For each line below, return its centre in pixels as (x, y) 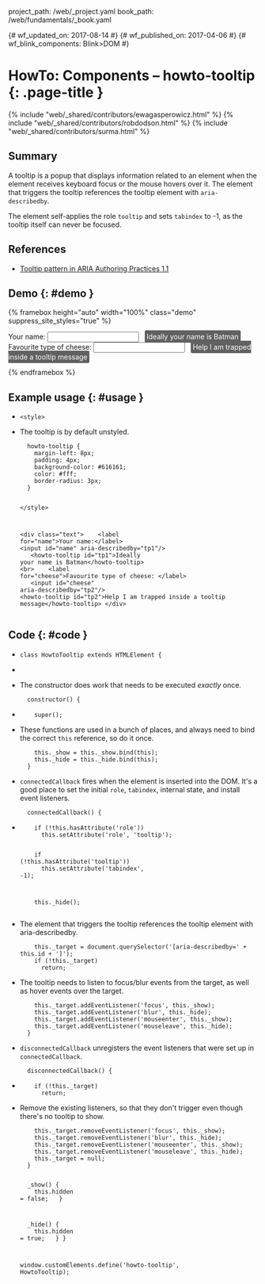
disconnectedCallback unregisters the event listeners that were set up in (137, 1048)
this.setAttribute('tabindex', (93, 868)
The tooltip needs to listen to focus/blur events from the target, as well (134, 982)
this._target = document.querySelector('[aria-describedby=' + (140, 947)
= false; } (41, 1199)
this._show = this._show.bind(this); (97, 753)
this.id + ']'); (46, 954)
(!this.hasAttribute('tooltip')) (75, 861)
